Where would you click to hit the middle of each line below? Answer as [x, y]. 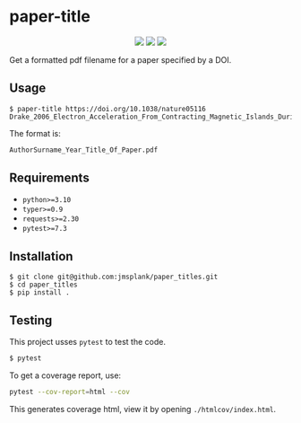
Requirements [49, 178]
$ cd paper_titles [43, 285]
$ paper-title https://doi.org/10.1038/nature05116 [107, 109]
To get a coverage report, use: [65, 375]
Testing [31, 320]
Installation [41, 256]
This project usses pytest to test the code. [87, 342]
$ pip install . [39, 293]
